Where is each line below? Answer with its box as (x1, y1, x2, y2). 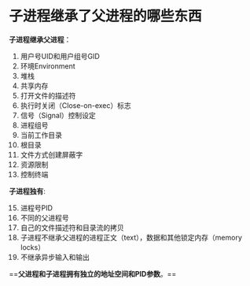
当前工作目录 (20, 130, 62, 139)
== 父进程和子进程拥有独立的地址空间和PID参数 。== (9, 269, 177, 278)
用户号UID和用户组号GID (20, 51, 101, 61)
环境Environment (20, 61, 75, 71)
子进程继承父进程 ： (9, 35, 72, 44)
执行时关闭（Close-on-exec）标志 (20, 100, 132, 110)
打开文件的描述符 (20, 91, 76, 100)
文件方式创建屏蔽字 (20, 150, 83, 159)
